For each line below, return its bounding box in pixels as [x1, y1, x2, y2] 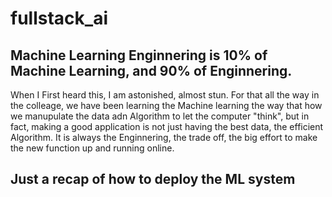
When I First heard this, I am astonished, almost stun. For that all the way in [10, 89, 320, 101]
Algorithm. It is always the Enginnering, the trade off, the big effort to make [10, 132, 318, 143]
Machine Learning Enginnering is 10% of [10, 47, 268, 64]
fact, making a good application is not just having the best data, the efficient [10, 121, 324, 132]
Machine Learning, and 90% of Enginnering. [10, 62, 293, 79]
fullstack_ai [10, 7, 108, 30]
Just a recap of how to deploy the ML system [10, 171, 296, 188]
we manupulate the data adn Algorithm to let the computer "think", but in [10, 110, 310, 122]
